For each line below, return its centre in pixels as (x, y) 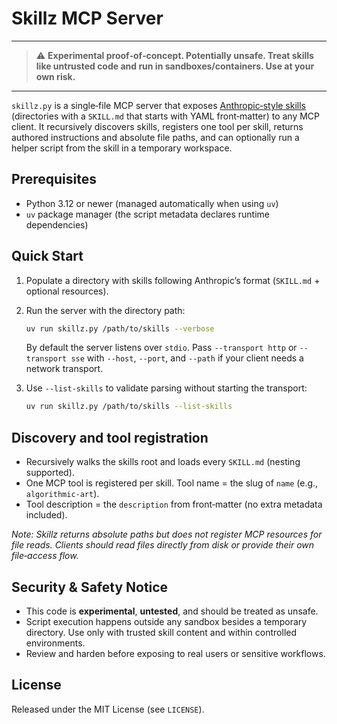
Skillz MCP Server (87, 18)
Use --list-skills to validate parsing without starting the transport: (166, 388)
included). (46, 515)
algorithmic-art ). (62, 494)
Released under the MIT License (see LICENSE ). (108, 709)
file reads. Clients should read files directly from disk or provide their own (163, 545)
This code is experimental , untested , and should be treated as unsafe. (172, 611)
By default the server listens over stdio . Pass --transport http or (161, 348)
